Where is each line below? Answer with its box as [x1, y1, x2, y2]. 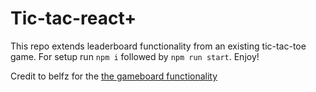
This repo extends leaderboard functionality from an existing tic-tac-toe [10, 40, 307, 52]
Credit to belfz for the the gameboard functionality [10, 70, 218, 82]
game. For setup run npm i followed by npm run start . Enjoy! [10, 50, 260, 62]
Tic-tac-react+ [10, 7, 137, 30]
